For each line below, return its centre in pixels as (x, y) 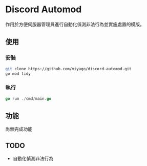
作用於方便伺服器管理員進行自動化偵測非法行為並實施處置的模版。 (75, 24)
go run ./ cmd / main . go (28, 98)
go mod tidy (18, 74)
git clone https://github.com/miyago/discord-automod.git (68, 69)
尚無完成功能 (19, 129)
